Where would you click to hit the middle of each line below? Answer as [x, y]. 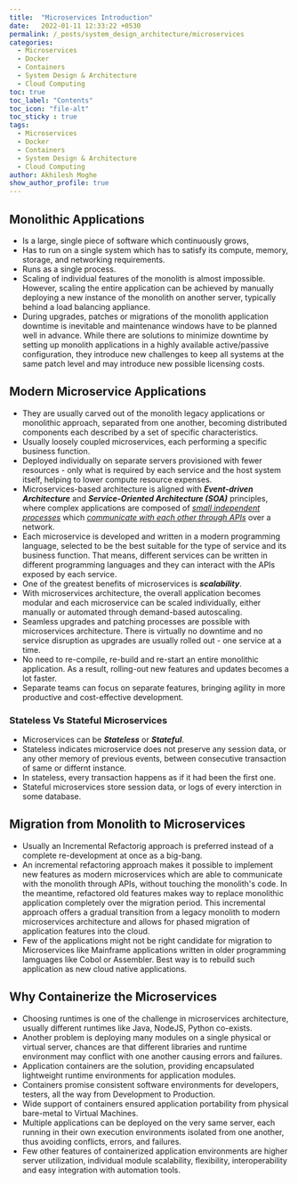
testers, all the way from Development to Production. [119, 1094]
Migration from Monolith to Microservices [128, 825]
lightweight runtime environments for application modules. [129, 1075]
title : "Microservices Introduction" [81, 17]
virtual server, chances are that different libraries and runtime [134, 1047]
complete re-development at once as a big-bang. [112, 855]
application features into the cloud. [86, 931]
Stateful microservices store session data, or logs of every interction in [152, 787]
